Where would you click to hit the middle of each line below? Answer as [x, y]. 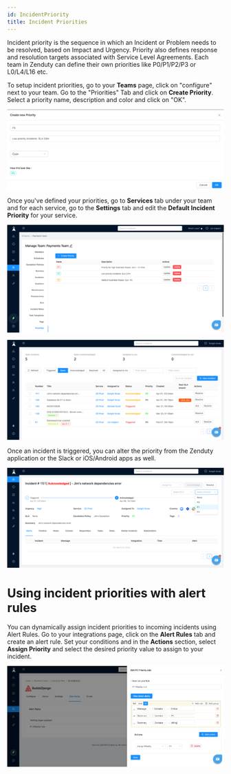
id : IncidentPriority [38, 14]
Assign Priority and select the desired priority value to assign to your [106, 649]
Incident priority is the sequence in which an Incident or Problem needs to [112, 42]
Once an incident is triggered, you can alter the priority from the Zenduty [110, 451]
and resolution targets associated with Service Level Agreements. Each [108, 57]
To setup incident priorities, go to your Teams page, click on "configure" [110, 85]
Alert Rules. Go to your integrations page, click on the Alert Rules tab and [111, 635]
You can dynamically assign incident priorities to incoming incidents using [112, 627]
